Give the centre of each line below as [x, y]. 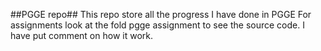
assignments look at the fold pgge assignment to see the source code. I [157, 25]
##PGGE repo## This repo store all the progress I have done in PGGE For [161, 14]
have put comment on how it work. [81, 35]
